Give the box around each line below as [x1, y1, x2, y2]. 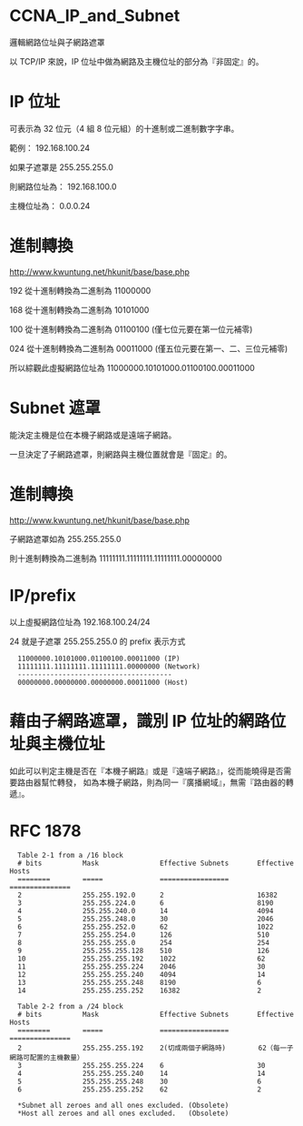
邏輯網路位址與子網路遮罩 [9, 36, 105, 47]
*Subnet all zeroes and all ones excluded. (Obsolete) [17, 1101, 230, 1110]
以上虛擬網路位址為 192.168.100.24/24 [9, 616, 151, 628]
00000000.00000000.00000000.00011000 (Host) [17, 678, 189, 687]
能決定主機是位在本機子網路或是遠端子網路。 [9, 429, 177, 440]
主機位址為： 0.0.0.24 [9, 200, 91, 211]
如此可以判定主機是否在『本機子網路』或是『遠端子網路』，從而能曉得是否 [9, 765, 284, 776]
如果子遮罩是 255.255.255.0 [9, 161, 113, 173]
